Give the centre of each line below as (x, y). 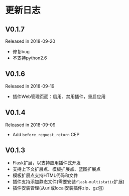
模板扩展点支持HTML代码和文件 (45, 175)
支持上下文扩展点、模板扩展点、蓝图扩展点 (56, 169)
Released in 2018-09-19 (30, 86)
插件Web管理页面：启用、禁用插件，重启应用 (59, 96)
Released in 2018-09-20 (30, 41)
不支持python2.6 (30, 58)
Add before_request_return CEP (46, 134)
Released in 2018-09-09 (30, 125)
